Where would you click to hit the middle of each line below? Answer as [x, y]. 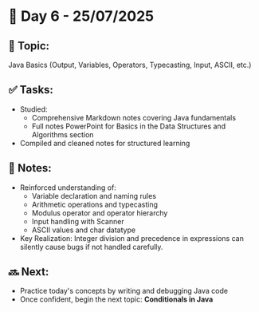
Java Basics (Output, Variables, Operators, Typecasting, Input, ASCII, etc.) [130, 65]
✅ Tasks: [31, 90]
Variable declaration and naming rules [94, 195]
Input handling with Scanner [78, 221]
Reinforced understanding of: [68, 188]
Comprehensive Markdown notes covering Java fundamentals [134, 117]
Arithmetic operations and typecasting [94, 204]
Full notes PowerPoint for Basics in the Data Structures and [128, 126]
